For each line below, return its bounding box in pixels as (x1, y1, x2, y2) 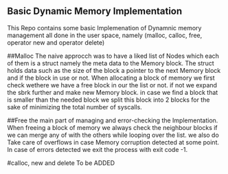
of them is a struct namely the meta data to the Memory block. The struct (7, 58, 214, 67)
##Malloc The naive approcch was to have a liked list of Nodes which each (7, 52, 220, 60)
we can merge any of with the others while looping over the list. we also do (7, 131, 220, 139)
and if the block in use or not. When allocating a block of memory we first (7, 74, 215, 82)
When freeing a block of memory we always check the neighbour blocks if (7, 123, 218, 131)
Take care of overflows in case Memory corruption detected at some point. (7, 138, 220, 146)
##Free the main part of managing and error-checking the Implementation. (7, 116, 218, 124)
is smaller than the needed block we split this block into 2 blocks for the (7, 96, 210, 104)
